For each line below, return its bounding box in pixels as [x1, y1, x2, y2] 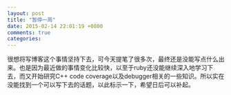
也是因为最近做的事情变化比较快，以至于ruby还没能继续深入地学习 [19, 64, 208, 72]
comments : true [7, 29, 51, 36]
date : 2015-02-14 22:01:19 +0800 [7, 23, 103, 29]
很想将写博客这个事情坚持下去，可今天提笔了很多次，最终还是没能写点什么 [7, 55, 219, 64]
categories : [7, 36, 41, 42]
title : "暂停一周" [7, 16, 57, 23]
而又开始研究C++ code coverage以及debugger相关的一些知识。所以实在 [19, 72, 225, 81]
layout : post [7, 10, 45, 17]
